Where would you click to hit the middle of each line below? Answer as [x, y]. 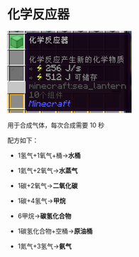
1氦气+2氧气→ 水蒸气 [48, 170]
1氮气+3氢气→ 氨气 [45, 246]
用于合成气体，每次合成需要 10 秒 [56, 125]
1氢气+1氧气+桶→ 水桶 [49, 155]
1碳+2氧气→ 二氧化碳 [48, 185]
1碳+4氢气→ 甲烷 [41, 201]
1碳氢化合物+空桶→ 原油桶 [55, 231]
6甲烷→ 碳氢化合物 [44, 216]
